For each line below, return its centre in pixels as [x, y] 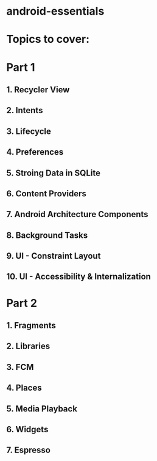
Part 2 [22, 303]
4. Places [24, 388]
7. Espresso [28, 450]
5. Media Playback [42, 409]
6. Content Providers [47, 194]
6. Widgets [27, 430]
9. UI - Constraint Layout [54, 256]
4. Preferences [35, 152]
